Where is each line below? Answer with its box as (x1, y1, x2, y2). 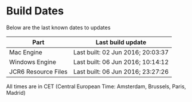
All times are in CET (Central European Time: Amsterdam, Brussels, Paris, (6, 82, 187, 90)
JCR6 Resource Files (9, 67, 68, 76)
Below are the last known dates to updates (6, 24, 111, 31)
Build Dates (6, 4, 64, 18)
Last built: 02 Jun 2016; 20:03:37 (73, 48, 169, 56)
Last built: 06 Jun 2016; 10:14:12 (73, 58, 169, 66)
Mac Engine (9, 48, 43, 56)
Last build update (95, 38, 147, 46)
